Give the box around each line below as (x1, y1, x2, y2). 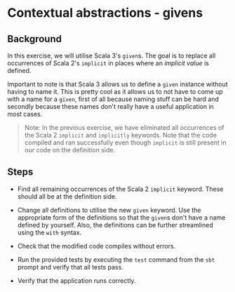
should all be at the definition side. (17, 192, 117, 201)
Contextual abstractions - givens (7, 5, 203, 21)
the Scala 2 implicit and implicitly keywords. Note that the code (24, 131, 217, 139)
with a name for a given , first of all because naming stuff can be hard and (7, 95, 220, 103)
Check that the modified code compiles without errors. (17, 241, 176, 250)
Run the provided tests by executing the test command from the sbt (17, 255, 215, 264)
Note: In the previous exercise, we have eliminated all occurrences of (24, 124, 224, 131)
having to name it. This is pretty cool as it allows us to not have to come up (7, 88, 223, 95)
